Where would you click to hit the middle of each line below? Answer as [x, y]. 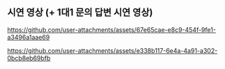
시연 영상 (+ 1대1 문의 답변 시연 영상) [80, 13]
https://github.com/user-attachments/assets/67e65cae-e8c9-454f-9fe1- [111, 29]
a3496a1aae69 [29, 37]
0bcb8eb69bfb [29, 58]
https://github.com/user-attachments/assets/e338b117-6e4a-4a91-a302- [113, 50]
